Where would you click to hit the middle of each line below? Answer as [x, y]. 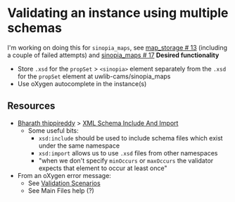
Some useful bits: [53, 130]
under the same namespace [79, 145]
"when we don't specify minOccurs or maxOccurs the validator [126, 160]
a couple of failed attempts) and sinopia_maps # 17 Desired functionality [113, 55]
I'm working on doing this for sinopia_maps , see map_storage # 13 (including [117, 47]
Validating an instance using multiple [118, 13]
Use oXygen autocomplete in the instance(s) [82, 83]
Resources [31, 106]
